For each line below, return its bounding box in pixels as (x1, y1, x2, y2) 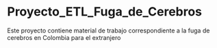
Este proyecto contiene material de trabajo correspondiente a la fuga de (7, 26, 210, 34)
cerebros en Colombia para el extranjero (7, 33, 121, 41)
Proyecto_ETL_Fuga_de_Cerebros (7, 4, 203, 20)
